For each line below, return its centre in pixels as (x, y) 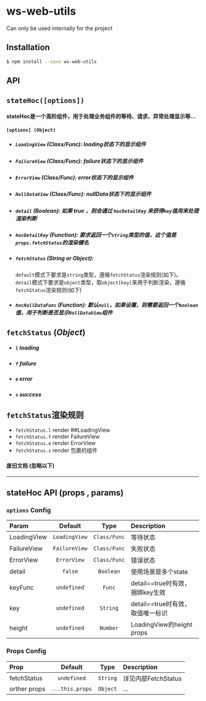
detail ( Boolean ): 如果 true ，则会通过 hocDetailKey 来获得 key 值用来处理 (107, 211)
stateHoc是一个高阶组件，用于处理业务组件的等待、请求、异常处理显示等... (101, 116)
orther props (28, 689)
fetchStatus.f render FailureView (57, 437)
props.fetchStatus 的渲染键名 (52, 242)
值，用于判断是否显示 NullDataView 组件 (64, 313)
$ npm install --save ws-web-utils (52, 62)
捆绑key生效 (148, 593)
